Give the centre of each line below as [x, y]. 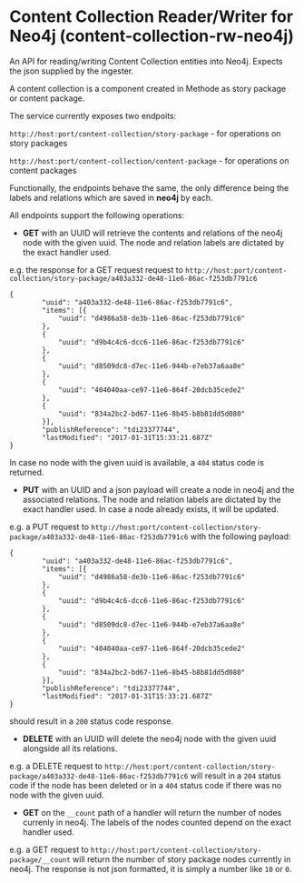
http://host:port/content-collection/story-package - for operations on [145, 133]
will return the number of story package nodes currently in [181, 859]
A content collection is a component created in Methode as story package [148, 88]
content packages [43, 170]
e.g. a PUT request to [49, 527]
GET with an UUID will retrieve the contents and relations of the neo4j [152, 233]
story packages [39, 143]
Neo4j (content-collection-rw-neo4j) [152, 36]
